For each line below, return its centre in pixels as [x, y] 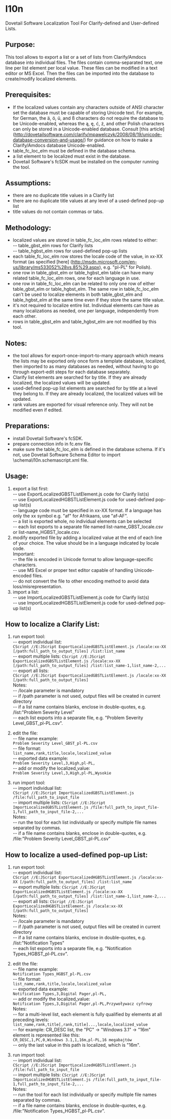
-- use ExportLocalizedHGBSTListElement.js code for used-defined [83, 499]
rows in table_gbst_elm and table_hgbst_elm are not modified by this [84, 322]
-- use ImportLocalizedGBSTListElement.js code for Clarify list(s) [81, 597]
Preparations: [28, 426]
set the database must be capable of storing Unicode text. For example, [88, 113]
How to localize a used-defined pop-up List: [77, 855]
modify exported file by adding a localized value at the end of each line [87, 537]
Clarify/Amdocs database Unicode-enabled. [59, 145]
